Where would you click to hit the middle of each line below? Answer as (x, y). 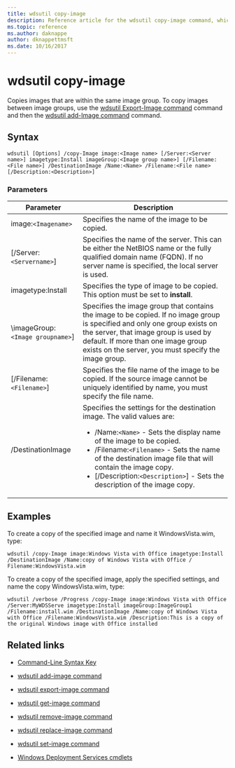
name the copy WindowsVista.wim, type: (66, 587)
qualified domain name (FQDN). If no (143, 257)
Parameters (27, 189)
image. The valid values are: (129, 416)
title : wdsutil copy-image (47, 14)
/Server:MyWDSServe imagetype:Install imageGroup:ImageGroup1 (100, 605)
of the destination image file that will (154, 458)
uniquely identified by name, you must (145, 388)
